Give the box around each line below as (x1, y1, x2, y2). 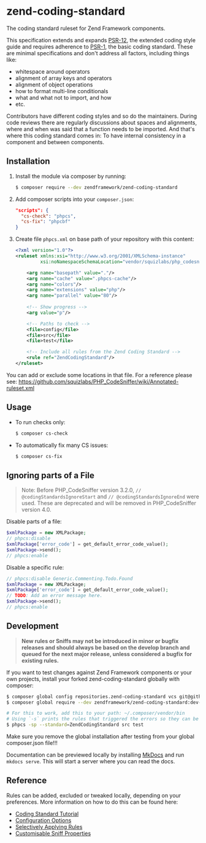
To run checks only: (15, 418, 66, 425)
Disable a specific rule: (6, 563, 64, 571)
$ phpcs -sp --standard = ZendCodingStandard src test (6, 722, 144, 728)
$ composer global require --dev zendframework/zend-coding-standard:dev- (6, 699, 202, 706)
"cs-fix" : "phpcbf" (21, 219, 71, 225)
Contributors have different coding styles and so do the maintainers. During (6, 112, 197, 120)
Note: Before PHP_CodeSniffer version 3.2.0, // (21, 486, 142, 494)
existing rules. (21, 657, 59, 664)
